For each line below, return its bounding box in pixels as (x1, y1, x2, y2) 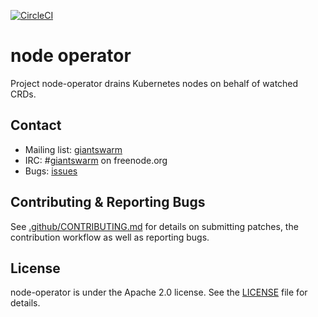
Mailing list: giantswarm (24, 143, 123, 155)
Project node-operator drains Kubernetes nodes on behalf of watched (10, 77, 299, 89)
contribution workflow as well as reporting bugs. (10, 231, 210, 243)
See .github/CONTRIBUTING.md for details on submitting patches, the (10, 220, 299, 232)
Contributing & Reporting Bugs (10, 194, 206, 211)
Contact (10, 117, 62, 134)
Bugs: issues (24, 165, 78, 177)
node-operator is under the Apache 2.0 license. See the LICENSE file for (10, 286, 308, 299)
